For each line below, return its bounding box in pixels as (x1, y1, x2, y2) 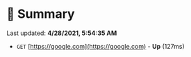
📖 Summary (6, 6, 75, 22)
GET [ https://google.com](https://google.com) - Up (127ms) (16, 42, 185, 50)
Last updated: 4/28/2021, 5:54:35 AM (6, 29, 117, 37)
